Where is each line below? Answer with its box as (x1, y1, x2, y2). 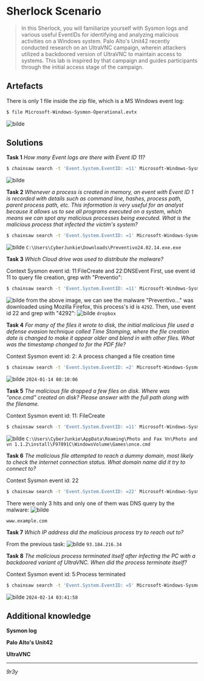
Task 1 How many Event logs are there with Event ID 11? (6, 154, 146, 161)
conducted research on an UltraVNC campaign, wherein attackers (21, 44, 186, 51)
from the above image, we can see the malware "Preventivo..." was (26, 297, 194, 304)
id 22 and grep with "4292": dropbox (6, 310, 117, 317)
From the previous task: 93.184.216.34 (6, 540, 122, 547)
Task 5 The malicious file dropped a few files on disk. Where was (6, 387, 170, 394)
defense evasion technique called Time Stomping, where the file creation (6, 328, 189, 335)
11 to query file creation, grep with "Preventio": (6, 274, 123, 281)
